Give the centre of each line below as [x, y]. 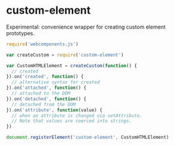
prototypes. [20, 33]
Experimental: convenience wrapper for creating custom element [86, 27]
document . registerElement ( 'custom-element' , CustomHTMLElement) [88, 138]
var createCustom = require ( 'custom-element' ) [65, 55]
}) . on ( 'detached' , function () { [46, 99]
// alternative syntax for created [56, 82]
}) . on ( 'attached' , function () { [46, 88]
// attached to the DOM [41, 94]
